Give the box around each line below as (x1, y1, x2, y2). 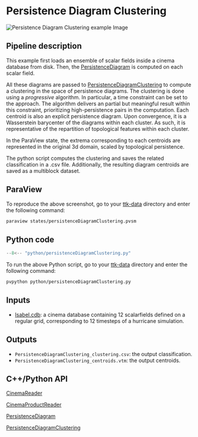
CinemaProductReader (6, 401, 62, 408)
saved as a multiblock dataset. (6, 167, 81, 174)
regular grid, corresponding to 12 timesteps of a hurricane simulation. (14, 317, 184, 325)
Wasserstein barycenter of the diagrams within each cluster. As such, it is (6, 119, 186, 126)
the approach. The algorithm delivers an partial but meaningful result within (6, 100, 190, 107)
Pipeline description (6, 41, 82, 51)
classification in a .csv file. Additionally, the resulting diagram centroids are (6, 161, 189, 168)
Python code (6, 234, 55, 244)
